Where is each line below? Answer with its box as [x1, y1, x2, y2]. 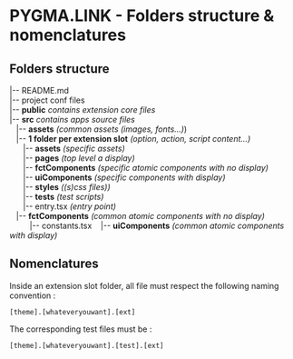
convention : [9, 290, 56, 301]
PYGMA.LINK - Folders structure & [9, 5, 275, 26]
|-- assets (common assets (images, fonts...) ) [15, 124, 188, 135]
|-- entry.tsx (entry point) [22, 201, 116, 212]
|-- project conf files [9, 95, 85, 105]
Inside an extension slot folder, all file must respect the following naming [9, 280, 279, 291]
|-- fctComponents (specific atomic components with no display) [22, 163, 269, 173]
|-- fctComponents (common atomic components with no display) [15, 211, 266, 221]
